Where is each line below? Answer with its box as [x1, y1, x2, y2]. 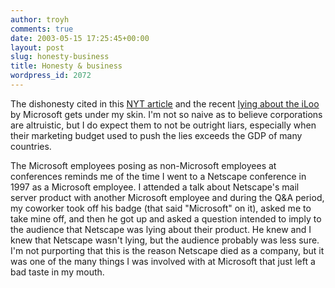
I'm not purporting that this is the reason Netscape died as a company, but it [10, 244, 325, 256]
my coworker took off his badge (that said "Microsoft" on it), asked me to [10, 202, 312, 214]
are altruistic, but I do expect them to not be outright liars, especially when [10, 119, 317, 131]
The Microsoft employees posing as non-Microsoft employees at [10, 159, 277, 171]
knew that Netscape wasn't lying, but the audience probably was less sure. [10, 234, 320, 246]
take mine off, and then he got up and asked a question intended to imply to [10, 212, 322, 225]
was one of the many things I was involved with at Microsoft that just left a [10, 255, 316, 267]
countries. [10, 140, 52, 152]
